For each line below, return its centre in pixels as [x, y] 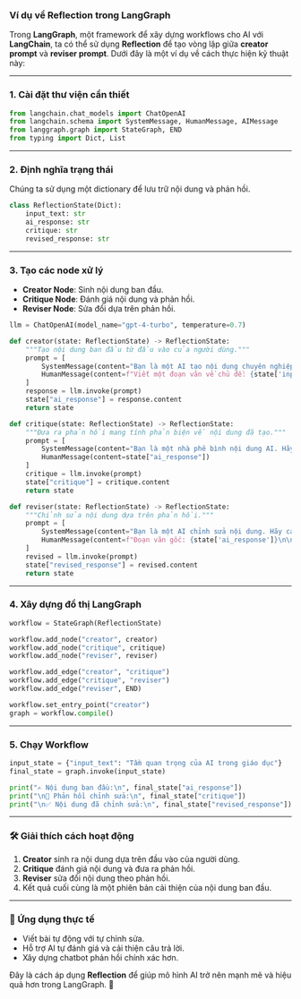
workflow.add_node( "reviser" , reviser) [84, 656]
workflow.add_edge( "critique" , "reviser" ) [90, 680]
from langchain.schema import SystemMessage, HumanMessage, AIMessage [144, 122]
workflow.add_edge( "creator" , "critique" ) [90, 672]
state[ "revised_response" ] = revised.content [112, 565]
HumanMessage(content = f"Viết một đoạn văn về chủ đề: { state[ [160, 375]
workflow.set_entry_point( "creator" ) [80, 704]
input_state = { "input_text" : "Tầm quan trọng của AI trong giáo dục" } [146, 764]
